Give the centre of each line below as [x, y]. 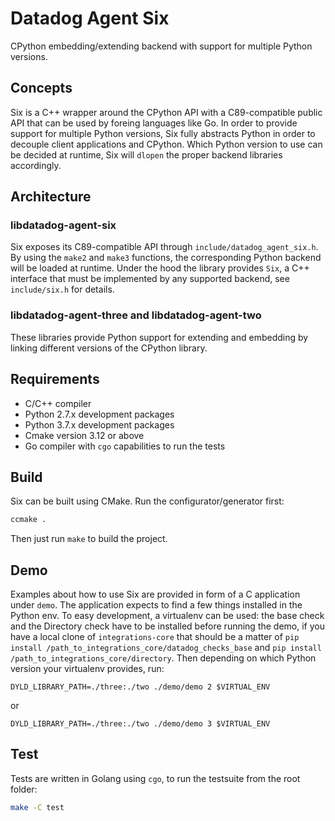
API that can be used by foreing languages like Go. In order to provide [154, 123]
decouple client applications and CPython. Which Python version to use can [166, 144]
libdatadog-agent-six [63, 225]
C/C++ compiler [58, 403]
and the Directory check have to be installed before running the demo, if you [167, 626]
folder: [24, 789]
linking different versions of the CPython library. [109, 348]
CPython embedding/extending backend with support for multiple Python [161, 46]
